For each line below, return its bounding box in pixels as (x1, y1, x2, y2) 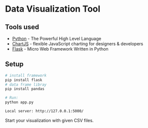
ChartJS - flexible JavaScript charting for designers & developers (12, 41, 144, 47)
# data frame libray (5, 82, 47, 87)
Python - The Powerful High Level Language (12, 36, 101, 41)
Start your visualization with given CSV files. (5, 117, 94, 123)
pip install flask (5, 77, 42, 82)
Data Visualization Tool (5, 3, 101, 15)
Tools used (5, 23, 39, 31)
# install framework (5, 73, 47, 78)
